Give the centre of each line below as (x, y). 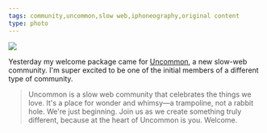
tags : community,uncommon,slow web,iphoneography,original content (124, 16)
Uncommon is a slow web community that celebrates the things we (140, 94)
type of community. (41, 78)
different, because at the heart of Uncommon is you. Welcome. (133, 120)
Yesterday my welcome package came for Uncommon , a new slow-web (128, 61)
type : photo (28, 23)
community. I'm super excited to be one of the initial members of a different (134, 70)
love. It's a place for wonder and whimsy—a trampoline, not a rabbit (141, 102)
